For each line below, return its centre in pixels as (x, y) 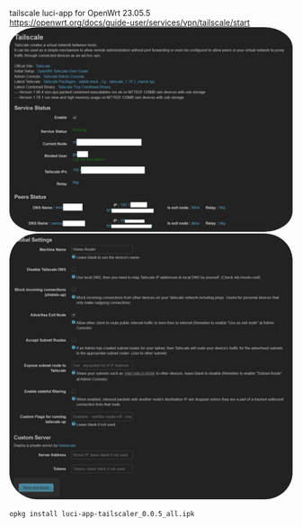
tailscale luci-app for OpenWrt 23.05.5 (80, 13)
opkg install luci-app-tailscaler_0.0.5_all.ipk (102, 514)
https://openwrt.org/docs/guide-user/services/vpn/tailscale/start (129, 22)
